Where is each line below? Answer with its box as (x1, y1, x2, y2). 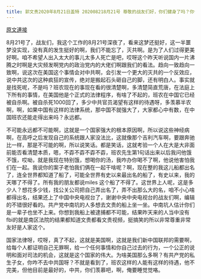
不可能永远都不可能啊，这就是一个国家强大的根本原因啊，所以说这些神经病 (6, 126, 190, 134)
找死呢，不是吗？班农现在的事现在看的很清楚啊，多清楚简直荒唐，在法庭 (11, 83, 190, 90)
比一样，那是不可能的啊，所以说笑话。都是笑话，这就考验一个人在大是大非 (6, 141, 190, 148)
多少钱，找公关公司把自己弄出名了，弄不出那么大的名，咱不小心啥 (32, 186, 195, 193)
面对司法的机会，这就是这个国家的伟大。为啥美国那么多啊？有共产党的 (16, 251, 190, 258)
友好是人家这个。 (6, 223, 48, 231)
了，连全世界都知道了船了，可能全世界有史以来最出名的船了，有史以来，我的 (6, 171, 195, 178)
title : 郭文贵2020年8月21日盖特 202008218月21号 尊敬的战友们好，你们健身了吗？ (6, 8, 190, 15)
